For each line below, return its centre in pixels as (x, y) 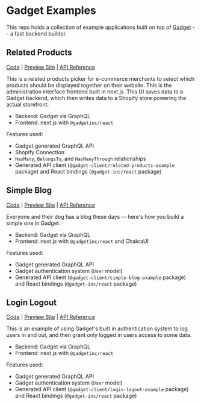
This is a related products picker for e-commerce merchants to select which (100, 78)
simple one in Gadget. (33, 223)
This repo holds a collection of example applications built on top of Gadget (99, 27)
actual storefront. (28, 104)
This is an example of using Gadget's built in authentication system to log (97, 328)
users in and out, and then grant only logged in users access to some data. (99, 335)
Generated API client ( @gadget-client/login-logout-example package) (102, 389)
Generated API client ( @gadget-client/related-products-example (95, 165)
